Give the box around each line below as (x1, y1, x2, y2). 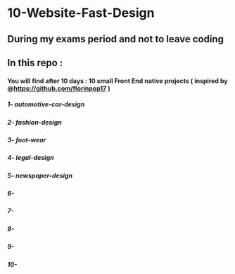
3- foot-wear (7, 135, 46, 144)
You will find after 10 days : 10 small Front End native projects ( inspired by (7, 76, 228, 85)
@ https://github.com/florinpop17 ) (7, 84, 110, 92)
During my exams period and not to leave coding (7, 33, 224, 45)
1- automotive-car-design (7, 100, 85, 108)
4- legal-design (7, 154, 54, 162)
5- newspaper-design (7, 171, 72, 180)
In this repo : (7, 56, 63, 68)
